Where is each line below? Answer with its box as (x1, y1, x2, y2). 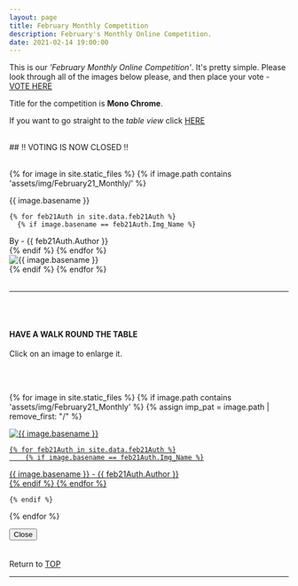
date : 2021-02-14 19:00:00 (9, 37, 109, 47)
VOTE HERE (9, 81, 53, 91)
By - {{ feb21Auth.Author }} (9, 236, 109, 247)
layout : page (9, 12, 58, 22)
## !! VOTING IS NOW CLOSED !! (9, 142, 129, 153)
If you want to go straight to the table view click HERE (9, 115, 206, 126)
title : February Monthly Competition (9, 21, 149, 30)
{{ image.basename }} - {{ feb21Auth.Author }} (9, 469, 179, 479)
